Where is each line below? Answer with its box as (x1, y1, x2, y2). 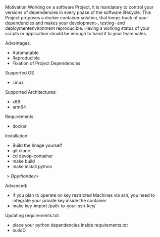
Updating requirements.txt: (5, 213, 60, 218)
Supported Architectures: (5, 89, 57, 95)
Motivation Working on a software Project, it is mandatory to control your (5, 4, 154, 10)
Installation (5, 133, 28, 138)
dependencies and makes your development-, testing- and (5, 20, 125, 26)
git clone (12, 148, 31, 153)
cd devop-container (12, 153, 53, 159)
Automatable (12, 50, 39, 56)
